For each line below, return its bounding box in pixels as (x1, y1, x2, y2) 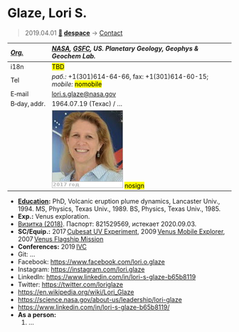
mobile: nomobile (51, 80, 102, 88)
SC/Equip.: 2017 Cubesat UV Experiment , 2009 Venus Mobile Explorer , (17, 227, 225, 236)
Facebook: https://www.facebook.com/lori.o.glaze (17, 258, 165, 266)
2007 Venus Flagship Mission (17, 235, 104, 244)
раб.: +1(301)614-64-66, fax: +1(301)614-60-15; (51, 72, 208, 81)
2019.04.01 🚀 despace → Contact (24, 28, 123, 37)
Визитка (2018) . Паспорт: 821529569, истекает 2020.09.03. (17, 219, 197, 229)
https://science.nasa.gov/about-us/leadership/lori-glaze (17, 296, 183, 304)
